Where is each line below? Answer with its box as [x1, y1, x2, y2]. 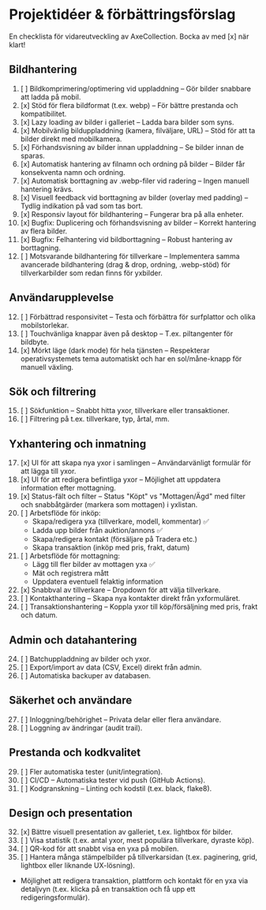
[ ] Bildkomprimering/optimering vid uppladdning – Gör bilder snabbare [20, 84, 252, 93]
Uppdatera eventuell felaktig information [32, 577, 164, 587]
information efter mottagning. [20, 483, 117, 493]
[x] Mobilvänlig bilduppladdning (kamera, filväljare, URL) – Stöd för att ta [20, 125, 256, 135]
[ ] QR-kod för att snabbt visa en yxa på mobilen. [20, 844, 179, 853]
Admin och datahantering [9, 633, 137, 647]
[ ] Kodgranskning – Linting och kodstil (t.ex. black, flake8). [20, 783, 212, 793]
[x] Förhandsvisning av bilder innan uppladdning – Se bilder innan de [20, 142, 244, 151]
